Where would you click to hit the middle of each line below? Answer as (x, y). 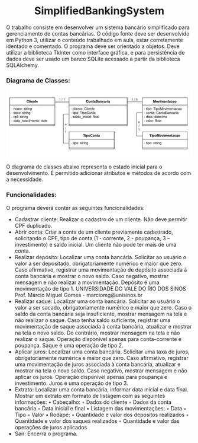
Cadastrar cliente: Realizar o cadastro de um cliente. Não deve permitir (101, 219)
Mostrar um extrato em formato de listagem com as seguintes (90, 396)
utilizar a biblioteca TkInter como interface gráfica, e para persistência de (95, 52)
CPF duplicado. (33, 225)
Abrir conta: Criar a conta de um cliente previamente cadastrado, (94, 232)
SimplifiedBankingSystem (99, 11)
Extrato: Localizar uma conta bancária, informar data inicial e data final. (101, 389)
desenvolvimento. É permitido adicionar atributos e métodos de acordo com (99, 173)
